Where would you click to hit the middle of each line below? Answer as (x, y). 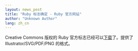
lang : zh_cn (17, 23)
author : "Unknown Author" (31, 18)
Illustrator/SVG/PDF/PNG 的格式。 (39, 44)
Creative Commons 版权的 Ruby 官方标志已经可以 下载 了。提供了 (69, 37)
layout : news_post (23, 9)
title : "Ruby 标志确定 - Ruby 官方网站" (43, 14)
